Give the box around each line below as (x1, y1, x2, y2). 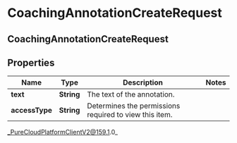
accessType (11, 106, 53, 116)
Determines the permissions (87, 101, 181, 111)
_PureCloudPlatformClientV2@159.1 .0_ (7, 128, 119, 137)
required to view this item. (87, 110, 173, 120)
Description (123, 77, 164, 87)
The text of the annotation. (87, 89, 175, 99)
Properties (7, 56, 55, 68)
